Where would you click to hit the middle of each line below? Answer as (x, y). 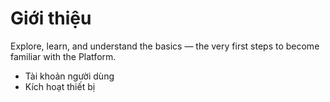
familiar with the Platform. (63, 56)
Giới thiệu (51, 18)
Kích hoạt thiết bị (60, 86)
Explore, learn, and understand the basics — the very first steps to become (165, 46)
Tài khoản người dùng (69, 76)
